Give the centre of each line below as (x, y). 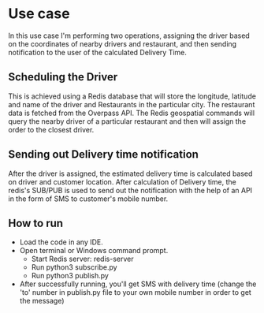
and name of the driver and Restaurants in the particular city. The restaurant (132, 104)
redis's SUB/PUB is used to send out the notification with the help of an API (130, 190)
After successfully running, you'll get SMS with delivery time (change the (138, 284)
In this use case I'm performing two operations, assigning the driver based (129, 35)
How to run (36, 223)
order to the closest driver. (51, 129)
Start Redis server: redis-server (82, 259)
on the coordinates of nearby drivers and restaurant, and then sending (123, 43)
